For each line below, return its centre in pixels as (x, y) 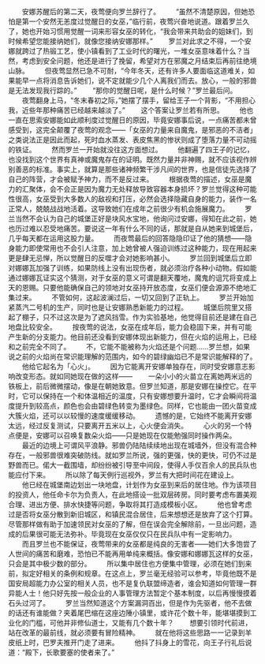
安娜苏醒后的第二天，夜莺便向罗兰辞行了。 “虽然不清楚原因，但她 (135, 11)
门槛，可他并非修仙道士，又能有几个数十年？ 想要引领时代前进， (140, 623)
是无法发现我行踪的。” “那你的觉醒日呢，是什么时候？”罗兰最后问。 (123, 90)
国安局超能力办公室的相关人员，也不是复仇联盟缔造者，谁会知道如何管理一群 (132, 583)
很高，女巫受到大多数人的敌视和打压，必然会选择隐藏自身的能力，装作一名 (136, 199)
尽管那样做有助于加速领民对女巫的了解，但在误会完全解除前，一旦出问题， (129, 524)
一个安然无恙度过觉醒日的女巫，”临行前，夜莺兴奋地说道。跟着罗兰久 (139, 21)
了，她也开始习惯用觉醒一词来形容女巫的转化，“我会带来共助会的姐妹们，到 (131, 31)
